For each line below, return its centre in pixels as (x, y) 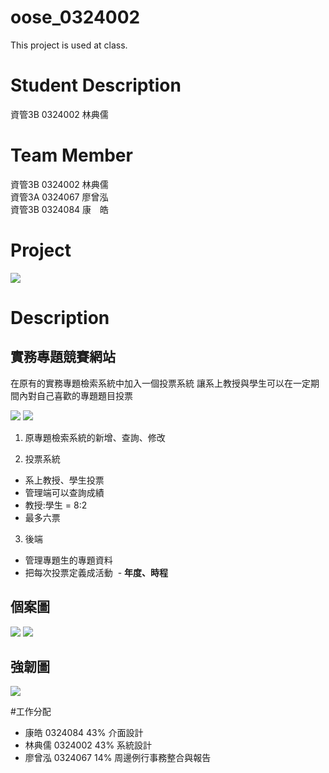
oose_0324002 (75, 17)
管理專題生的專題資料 (68, 560)
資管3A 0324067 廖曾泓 (59, 197)
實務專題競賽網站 (63, 357)
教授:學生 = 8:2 (56, 505)
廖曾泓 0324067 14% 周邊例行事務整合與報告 (118, 758)
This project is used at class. (69, 45)
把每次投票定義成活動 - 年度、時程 (96, 572)
